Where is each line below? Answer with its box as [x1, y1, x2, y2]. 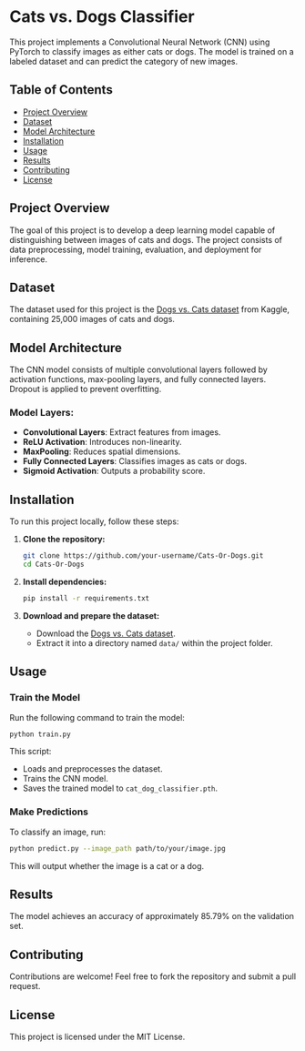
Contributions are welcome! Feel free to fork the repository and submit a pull [9, 971, 297, 982]
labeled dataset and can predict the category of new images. [9, 56, 239, 66]
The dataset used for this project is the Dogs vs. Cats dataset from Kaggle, [9, 304, 290, 315]
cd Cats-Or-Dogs [22, 560, 85, 570]
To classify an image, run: [9, 826, 107, 837]
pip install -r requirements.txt [22, 594, 150, 603]
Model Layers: [9, 407, 75, 419]
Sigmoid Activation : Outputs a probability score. [22, 466, 206, 477]
